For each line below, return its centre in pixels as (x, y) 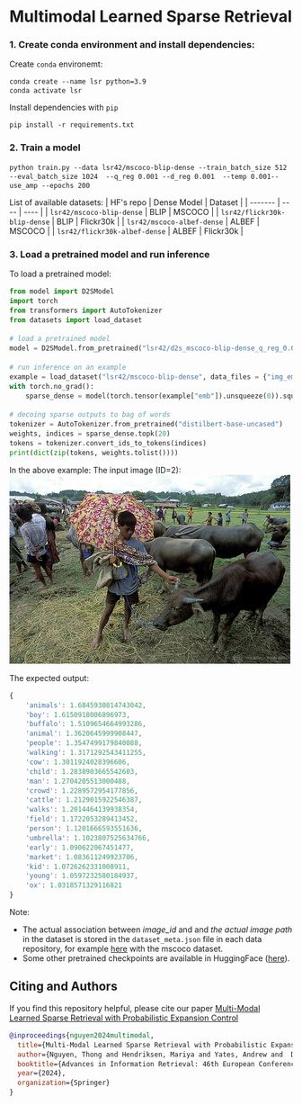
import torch (34, 301)
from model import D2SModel (62, 292)
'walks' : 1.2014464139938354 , (82, 810)
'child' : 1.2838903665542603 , (82, 771)
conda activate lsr (46, 91)
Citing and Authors (64, 987)
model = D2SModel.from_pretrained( (76, 348)
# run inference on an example (68, 368)
